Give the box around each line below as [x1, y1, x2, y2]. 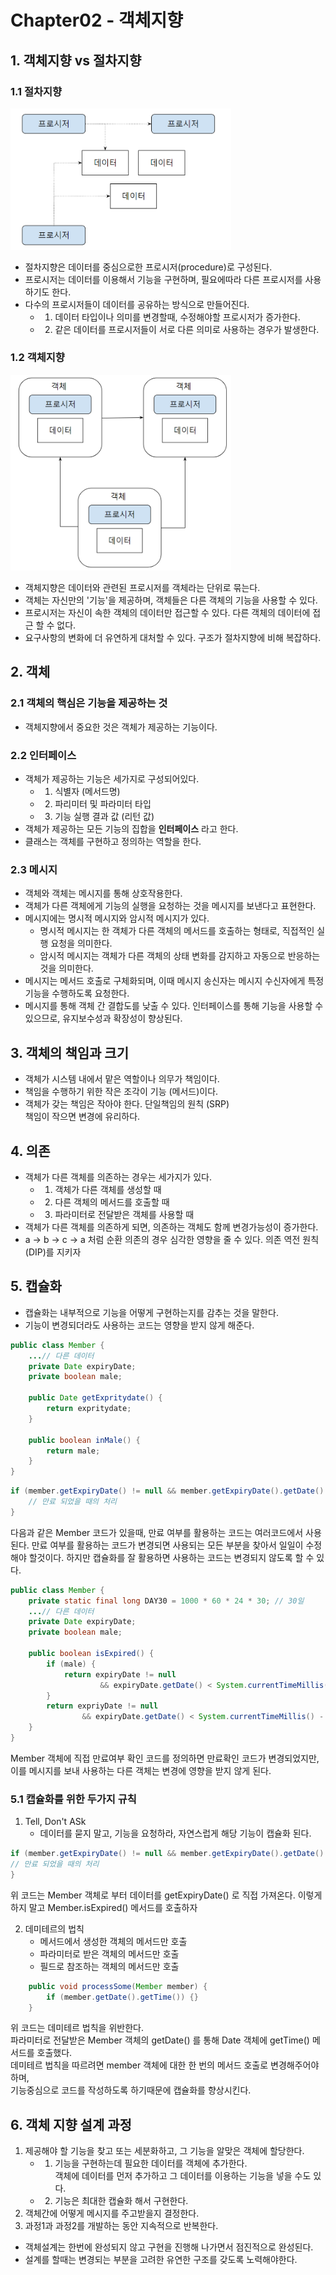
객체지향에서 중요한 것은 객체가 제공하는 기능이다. [24, 721, 218, 733]
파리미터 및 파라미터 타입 [54, 798, 152, 810]
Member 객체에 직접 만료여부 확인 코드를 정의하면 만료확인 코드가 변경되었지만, [10, 1752, 320, 1764]
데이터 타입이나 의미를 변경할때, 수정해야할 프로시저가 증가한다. [54, 311, 301, 323]
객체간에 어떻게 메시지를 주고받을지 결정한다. [24, 2207, 200, 2220]
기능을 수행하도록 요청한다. [24, 987, 130, 1000]
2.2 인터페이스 [10, 748, 77, 762]
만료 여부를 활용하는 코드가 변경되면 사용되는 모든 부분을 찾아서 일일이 [31, 1539, 304, 1551]
